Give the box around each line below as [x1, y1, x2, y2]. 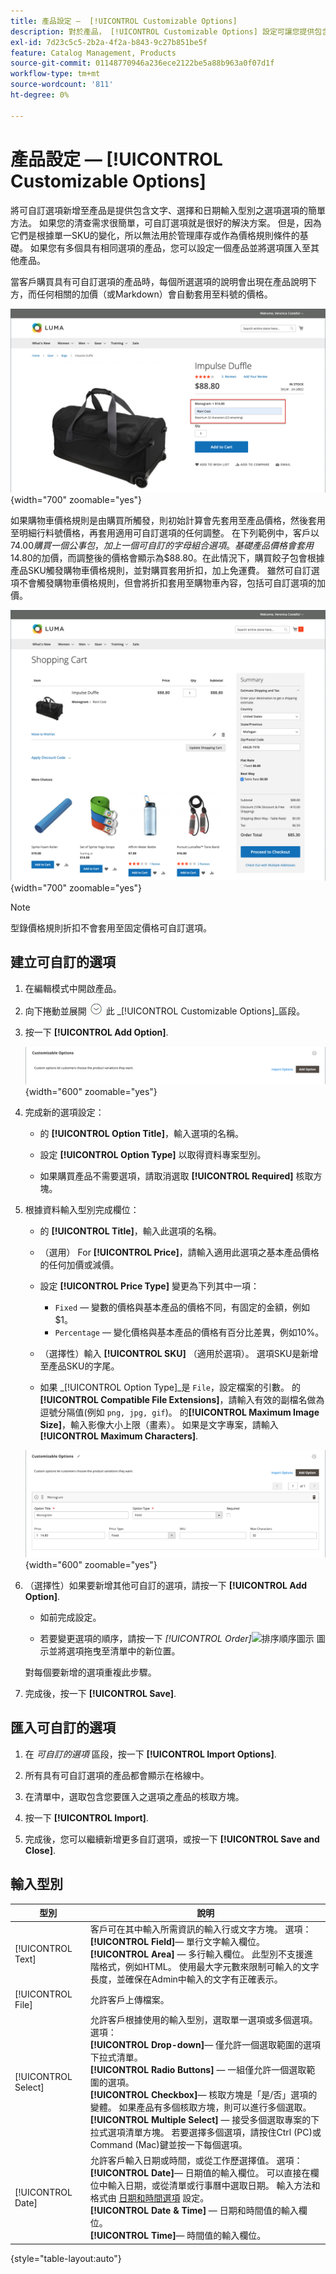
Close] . [24, 1844, 57, 1856]
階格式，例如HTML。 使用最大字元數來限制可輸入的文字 [89, 1961, 320, 1973]
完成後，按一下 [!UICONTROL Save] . [24, 1687, 177, 1699]
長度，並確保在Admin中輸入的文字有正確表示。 [89, 1973, 283, 1985]
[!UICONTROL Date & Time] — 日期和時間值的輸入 [89, 2205, 299, 2217]
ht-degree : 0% [10, 90, 70, 100]
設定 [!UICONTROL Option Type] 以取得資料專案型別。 [39, 1148, 267, 1160]
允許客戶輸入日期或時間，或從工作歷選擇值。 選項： [89, 2155, 303, 2167]
